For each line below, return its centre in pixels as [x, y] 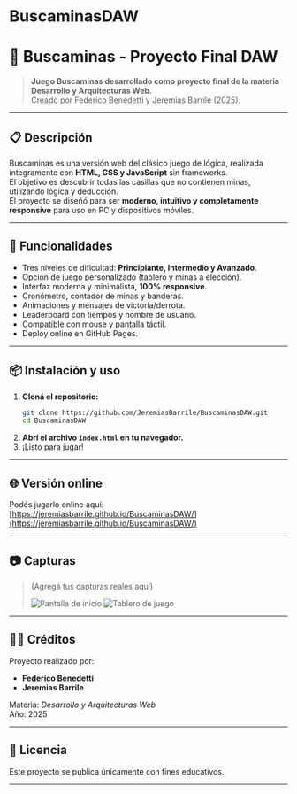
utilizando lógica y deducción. [64, 191]
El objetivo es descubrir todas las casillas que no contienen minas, [130, 181]
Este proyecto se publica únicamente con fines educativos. [117, 771]
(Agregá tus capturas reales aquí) [92, 586]
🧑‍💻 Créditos [42, 640]
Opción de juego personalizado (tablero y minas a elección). [132, 277]
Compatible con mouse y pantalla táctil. [94, 324]
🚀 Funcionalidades [61, 247]
